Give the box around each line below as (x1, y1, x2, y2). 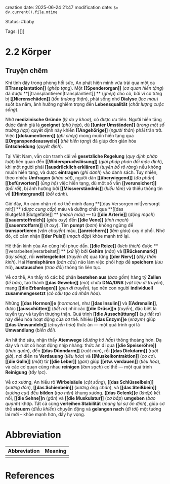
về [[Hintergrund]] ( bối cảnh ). (5, 191, 69, 197)
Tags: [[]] (5, 28, 25, 34)
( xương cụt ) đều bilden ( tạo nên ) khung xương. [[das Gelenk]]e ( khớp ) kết (5, 390, 161, 396)
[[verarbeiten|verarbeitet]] (5, 248, 60, 254)
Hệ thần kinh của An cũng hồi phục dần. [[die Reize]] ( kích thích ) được (5, 243, 153, 249)
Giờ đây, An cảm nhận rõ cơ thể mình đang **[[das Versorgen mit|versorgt (5, 201, 160, 207)
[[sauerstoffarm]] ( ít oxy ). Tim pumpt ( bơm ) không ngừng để (5, 222, 134, 228)
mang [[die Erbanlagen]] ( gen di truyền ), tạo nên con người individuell (5, 285, 153, 291)
